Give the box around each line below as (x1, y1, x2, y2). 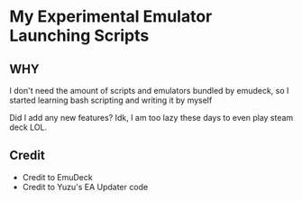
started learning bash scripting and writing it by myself (9, 95, 213, 105)
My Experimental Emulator (9, 6, 213, 27)
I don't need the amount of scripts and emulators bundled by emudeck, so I (9, 86, 289, 96)
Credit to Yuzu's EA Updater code (22, 181, 149, 192)
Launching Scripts (9, 25, 150, 46)
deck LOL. (9, 122, 48, 132)
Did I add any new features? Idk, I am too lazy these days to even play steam (9, 113, 294, 123)
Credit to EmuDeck (22, 171, 93, 182)
